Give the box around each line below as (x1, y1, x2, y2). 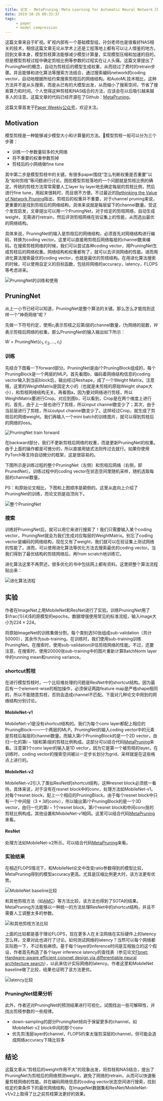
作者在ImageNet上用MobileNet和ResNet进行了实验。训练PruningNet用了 (5, 607, 150, 613)
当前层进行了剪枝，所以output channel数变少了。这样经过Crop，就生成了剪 (5, 408, 156, 413)
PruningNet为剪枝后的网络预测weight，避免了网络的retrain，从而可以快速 (5, 1073, 152, 1079)
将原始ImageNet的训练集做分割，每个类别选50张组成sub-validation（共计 (5, 629, 152, 635)
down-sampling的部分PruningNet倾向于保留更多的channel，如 (12, 1019, 137, 1024)
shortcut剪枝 (5, 668, 36, 674)
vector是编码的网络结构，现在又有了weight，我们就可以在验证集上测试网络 (5, 538, 155, 544)
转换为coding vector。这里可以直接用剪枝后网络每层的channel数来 (13, 236, 147, 242)
